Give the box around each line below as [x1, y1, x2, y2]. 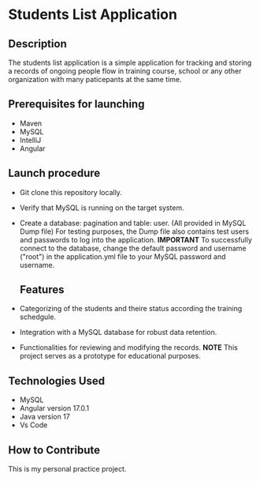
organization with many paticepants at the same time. [8, 75, 183, 84]
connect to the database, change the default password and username [19, 243, 247, 253]
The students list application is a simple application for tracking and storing [8, 58, 252, 67]
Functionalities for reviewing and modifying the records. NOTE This [19, 343, 238, 352]
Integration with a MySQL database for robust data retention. [19, 328, 217, 337]
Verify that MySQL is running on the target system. [19, 203, 184, 212]
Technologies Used [8, 374, 105, 388]
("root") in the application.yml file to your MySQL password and [19, 251, 226, 261]
